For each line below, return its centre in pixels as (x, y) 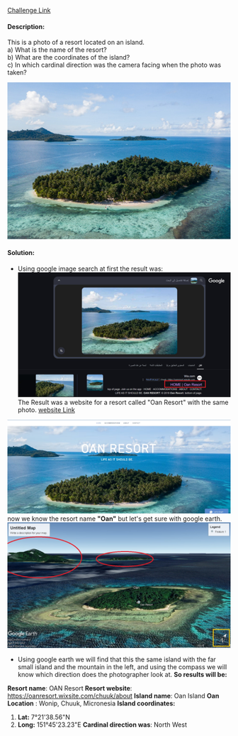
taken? (17, 72)
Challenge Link (29, 10)
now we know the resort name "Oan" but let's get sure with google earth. (115, 519)
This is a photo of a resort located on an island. (76, 43)
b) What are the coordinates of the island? (69, 58)
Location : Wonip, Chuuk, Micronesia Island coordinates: (91, 703)
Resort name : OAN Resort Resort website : (70, 688)
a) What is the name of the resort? (57, 50)
